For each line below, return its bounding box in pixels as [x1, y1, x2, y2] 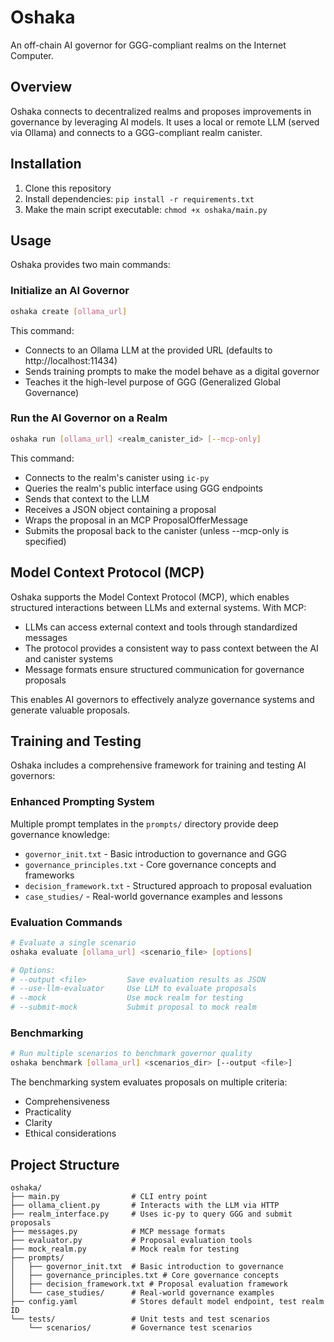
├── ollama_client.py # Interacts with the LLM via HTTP [10, 1200, 280, 1210]
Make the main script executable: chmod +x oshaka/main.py [24, 203, 268, 215]
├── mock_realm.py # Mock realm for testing [10, 1244, 240, 1254]
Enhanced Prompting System [10, 795, 155, 809]
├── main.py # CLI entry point [10, 1191, 208, 1201]
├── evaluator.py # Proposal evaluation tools [10, 1235, 253, 1245]
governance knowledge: [10, 828, 110, 840]
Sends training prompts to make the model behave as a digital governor [24, 365, 320, 377]
